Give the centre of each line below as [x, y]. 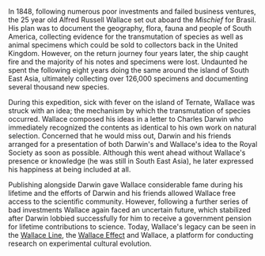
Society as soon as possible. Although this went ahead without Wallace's [127, 152]
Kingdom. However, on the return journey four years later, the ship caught [129, 53]
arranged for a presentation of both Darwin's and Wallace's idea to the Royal [133, 144]
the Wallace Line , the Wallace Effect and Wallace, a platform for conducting [131, 235]
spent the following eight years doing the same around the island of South [129, 70]
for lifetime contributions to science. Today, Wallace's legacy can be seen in [132, 227]
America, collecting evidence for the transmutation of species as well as [126, 36]
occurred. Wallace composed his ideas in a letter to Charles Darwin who [126, 119]
